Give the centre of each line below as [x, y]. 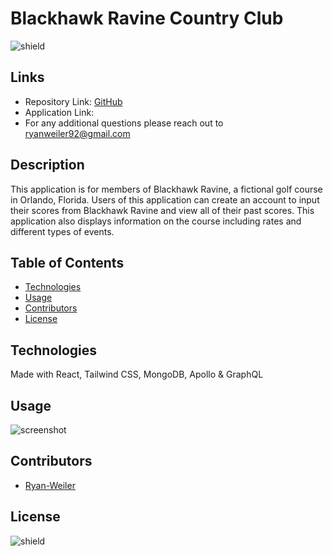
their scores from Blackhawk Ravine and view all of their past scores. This [162, 210]
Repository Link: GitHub [73, 101]
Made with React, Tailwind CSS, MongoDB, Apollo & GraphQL [137, 374]
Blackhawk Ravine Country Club [147, 18]
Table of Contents [67, 262]
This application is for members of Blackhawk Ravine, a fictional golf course [166, 189]
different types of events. [62, 231]
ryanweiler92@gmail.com [77, 133]
